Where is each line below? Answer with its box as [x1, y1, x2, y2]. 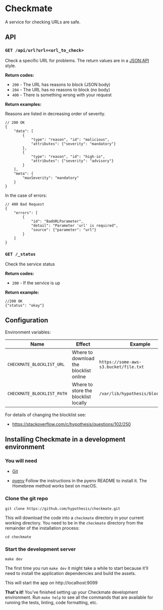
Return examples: [5, 101, 42, 107]
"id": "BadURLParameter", [31, 219, 83, 224]
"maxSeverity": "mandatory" [22, 175, 79, 180]
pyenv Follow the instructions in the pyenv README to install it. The [12, 478, 147, 484]
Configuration [5, 316, 49, 325]
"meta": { [14, 171, 34, 176]
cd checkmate [5, 534, 32, 540]
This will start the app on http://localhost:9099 [5, 580, 98, 586]
